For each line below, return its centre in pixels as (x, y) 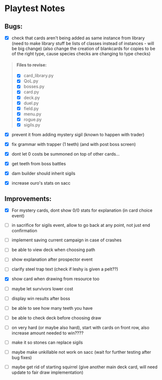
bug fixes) (22, 357)
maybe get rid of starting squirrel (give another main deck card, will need (84, 367)
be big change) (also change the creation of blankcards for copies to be (83, 48)
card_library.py (39, 76)
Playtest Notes (35, 8)
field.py (31, 108)
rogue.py (33, 119)
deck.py (32, 97)
